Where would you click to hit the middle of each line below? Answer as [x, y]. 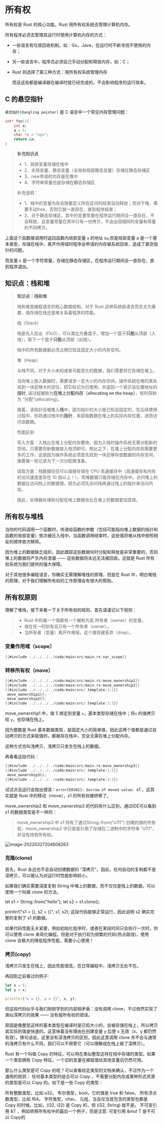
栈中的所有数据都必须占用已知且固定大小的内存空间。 [70, 350]
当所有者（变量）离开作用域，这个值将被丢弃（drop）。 [79, 633]
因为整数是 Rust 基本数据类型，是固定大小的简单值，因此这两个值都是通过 [79, 730]
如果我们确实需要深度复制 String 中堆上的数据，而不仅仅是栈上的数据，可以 [80, 885]
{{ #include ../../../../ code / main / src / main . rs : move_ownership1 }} [72, 681]
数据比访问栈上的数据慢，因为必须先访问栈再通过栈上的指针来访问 [83, 483]
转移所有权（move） [29, 670]
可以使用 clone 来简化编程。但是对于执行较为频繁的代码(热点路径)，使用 [77, 934]
